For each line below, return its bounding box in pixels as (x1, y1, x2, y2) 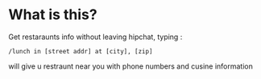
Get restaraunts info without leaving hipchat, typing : (8, 32, 183, 41)
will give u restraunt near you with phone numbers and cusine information (8, 61, 254, 71)
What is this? (8, 6, 98, 24)
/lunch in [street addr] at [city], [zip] (8, 47, 153, 55)
